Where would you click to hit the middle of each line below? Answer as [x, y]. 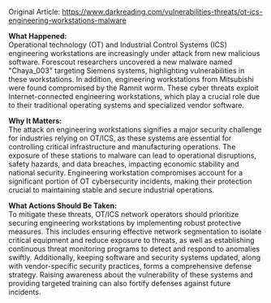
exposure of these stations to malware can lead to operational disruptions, [133, 155]
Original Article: [34, 12]
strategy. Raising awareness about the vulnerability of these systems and [131, 275]
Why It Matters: [35, 121]
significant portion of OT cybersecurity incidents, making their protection [130, 181]
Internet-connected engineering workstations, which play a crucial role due [134, 96]
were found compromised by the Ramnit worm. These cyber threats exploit [133, 88]
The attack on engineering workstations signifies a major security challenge [135, 130]
